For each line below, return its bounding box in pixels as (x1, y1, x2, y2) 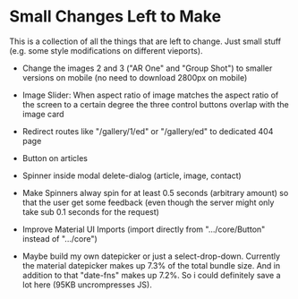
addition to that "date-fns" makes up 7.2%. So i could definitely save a (21, 269, 281, 280)
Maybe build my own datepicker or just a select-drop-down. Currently (21, 251, 280, 261)
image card (21, 108, 64, 119)
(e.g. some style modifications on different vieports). (9, 45, 203, 56)
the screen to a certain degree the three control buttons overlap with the (21, 98, 289, 109)
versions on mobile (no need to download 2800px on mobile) (21, 72, 248, 82)
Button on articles (21, 152, 88, 163)
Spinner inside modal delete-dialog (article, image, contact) (21, 170, 242, 181)
